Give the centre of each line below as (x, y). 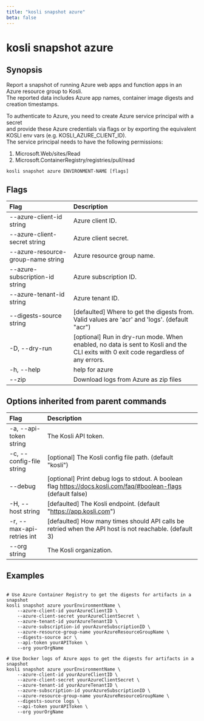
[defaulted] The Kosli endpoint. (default (103, 504)
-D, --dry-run (31, 348)
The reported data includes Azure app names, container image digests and (100, 97)
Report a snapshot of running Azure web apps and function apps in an (94, 85)
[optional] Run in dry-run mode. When (128, 337)
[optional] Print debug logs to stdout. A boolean (115, 479)
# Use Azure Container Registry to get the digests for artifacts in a (99, 595)
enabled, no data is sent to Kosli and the (130, 345)
